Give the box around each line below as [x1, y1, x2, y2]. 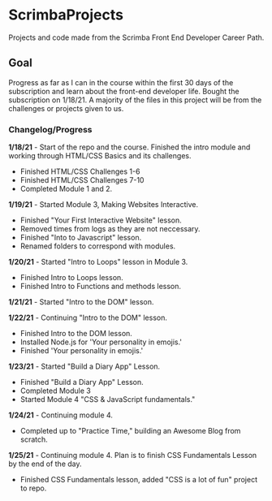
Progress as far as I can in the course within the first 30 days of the [8, 77, 234, 87]
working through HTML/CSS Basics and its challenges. [8, 151, 192, 161]
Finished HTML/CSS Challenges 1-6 [19, 166, 140, 176]
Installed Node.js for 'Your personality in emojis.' [19, 337, 183, 347]
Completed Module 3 [19, 386, 91, 395]
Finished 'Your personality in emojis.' [19, 346, 144, 356]
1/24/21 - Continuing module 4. [8, 410, 114, 420]
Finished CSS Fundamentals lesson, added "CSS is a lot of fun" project [19, 475, 258, 485]
